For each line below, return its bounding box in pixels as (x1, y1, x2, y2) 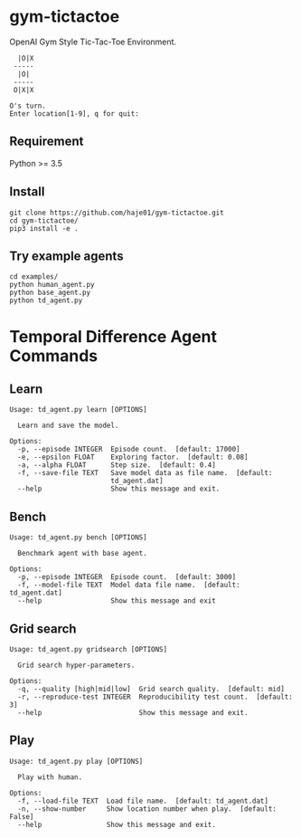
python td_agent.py (9, 296, 83, 305)
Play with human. (17, 772, 83, 782)
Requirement (9, 134, 84, 149)
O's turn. (9, 101, 47, 110)
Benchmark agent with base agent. (17, 549, 147, 558)
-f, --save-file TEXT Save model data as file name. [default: (17, 469, 273, 478)
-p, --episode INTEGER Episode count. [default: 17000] (17, 445, 241, 454)
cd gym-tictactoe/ (9, 215, 79, 225)
